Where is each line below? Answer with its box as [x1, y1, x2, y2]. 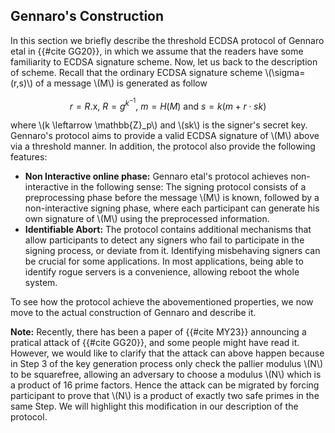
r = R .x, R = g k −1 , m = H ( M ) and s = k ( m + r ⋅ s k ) [69, 96, 267, 112]
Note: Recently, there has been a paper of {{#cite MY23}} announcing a [10, 326, 307, 338]
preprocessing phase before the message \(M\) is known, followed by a [24, 192, 320, 204]
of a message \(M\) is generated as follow [35, 77, 208, 89]
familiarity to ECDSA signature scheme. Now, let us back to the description [10, 55, 318, 68]
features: [10, 151, 48, 163]
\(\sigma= [264, 66, 306, 78]
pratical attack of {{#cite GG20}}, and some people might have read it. [10, 337, 300, 349]
